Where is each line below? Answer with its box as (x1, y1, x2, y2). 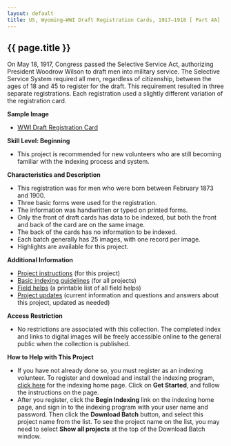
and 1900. (17, 191, 46, 200)
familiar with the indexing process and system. (17, 158, 150, 166)
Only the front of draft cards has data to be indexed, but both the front (17, 213, 217, 222)
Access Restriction (7, 312, 63, 320)
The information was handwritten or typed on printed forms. (17, 206, 188, 214)
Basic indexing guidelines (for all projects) (17, 277, 137, 285)
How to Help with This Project (7, 353, 94, 361)
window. (17, 432, 41, 440)
